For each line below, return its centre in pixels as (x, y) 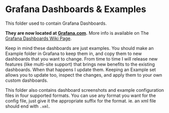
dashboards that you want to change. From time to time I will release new (81, 59)
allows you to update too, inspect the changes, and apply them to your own (84, 75)
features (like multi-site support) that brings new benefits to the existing (80, 64)
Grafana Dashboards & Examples (76, 9)
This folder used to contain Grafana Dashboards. (56, 23)
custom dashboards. (27, 80)
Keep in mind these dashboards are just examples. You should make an (79, 48)
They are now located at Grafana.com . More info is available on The (77, 33)
